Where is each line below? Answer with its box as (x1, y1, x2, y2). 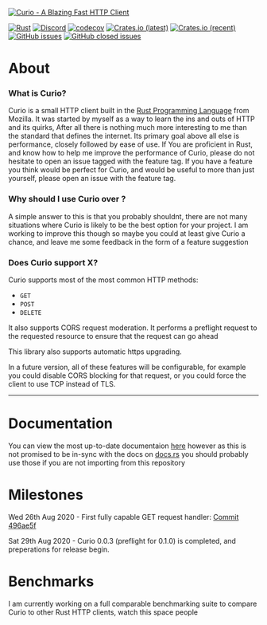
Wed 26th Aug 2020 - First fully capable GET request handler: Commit (8, 512, 239, 521)
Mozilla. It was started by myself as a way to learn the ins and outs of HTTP (8, 114, 256, 124)
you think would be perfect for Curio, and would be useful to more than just (8, 165, 255, 175)
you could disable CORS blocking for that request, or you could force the (8, 371, 246, 380)
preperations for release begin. (8, 544, 110, 554)
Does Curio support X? (8, 257, 99, 268)
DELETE (19, 309, 42, 317)
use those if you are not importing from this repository (8, 458, 185, 468)
